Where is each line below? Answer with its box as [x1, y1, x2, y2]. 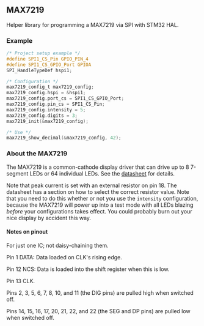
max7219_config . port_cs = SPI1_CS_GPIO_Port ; [6, 95, 124, 102]
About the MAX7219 [6, 149, 68, 158]
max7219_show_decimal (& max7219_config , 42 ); [6, 135, 122, 141]
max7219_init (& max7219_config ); [6, 118, 89, 124]
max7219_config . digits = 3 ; [6, 113, 78, 119]
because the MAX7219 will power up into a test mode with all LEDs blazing [6, 201, 194, 209]
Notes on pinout [6, 228, 48, 235]
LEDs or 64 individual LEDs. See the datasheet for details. [29, 169, 175, 177]
